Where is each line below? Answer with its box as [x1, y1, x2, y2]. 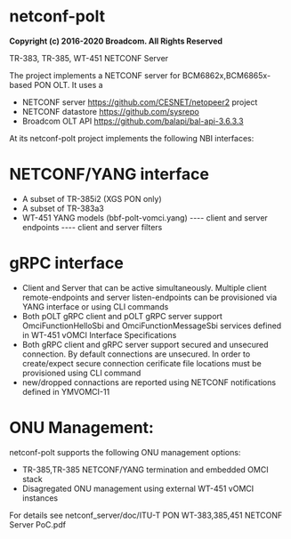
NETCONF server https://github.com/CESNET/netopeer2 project [21, 96, 258, 108]
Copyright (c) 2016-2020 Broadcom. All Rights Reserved [9, 36, 223, 46]
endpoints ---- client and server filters [21, 221, 163, 232]
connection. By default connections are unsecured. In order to [21, 349, 251, 359]
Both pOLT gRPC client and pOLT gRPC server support [21, 310, 222, 321]
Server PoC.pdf [9, 519, 67, 530]
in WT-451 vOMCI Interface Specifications [21, 329, 177, 340]
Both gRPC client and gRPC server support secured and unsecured [21, 339, 269, 350]
